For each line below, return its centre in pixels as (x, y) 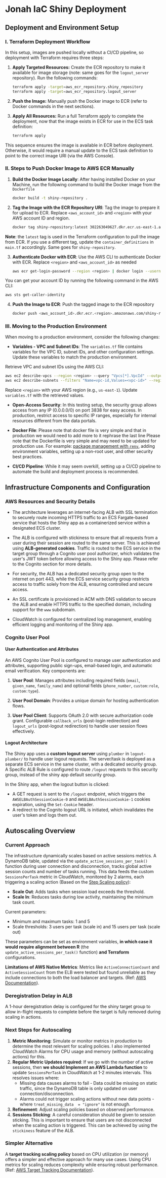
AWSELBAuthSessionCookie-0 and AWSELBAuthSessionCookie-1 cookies (81, 799)
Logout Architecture (26, 743)
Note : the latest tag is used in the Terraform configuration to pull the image (83, 236)
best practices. (27, 457)
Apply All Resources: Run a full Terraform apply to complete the (78, 116)
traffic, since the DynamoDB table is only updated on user (78, 1088)
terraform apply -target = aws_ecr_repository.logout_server (74, 91)
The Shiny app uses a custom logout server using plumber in (67, 754)
